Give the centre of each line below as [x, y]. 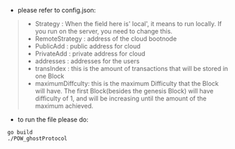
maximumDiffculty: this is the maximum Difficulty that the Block [127, 83]
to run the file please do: [53, 119]
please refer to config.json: [57, 10]
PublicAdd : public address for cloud [88, 46]
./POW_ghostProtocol [38, 138]
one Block [50, 76]
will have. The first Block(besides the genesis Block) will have [124, 91]
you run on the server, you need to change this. [104, 31]
